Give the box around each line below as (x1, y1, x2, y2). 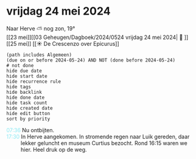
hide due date (6, 68, 43, 74)
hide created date (6, 105, 53, 111)
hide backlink (6, 89, 43, 95)
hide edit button (6, 110, 51, 116)
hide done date (6, 94, 45, 101)
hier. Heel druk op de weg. (20, 146, 87, 153)
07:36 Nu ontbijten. (6, 126, 55, 133)
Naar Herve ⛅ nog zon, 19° (6, 24, 75, 32)
